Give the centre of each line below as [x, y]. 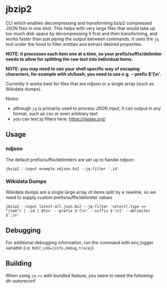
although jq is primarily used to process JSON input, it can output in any [87, 108]
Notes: [12, 99]
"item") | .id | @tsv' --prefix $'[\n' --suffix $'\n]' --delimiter [78, 211]
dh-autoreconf [21, 281]
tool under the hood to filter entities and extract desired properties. [74, 44]
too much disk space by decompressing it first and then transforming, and [82, 33]
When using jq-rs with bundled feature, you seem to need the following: [80, 276]
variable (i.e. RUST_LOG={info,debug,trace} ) [50, 248]
